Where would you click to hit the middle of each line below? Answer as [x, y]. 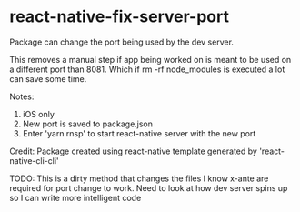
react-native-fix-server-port [120, 17]
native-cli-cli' [34, 160]
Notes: [22, 96]
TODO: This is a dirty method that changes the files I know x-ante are [139, 178]
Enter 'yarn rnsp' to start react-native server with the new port [139, 133]
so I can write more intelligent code [75, 197]
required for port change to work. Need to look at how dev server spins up [149, 187]
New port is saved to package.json [87, 124]
